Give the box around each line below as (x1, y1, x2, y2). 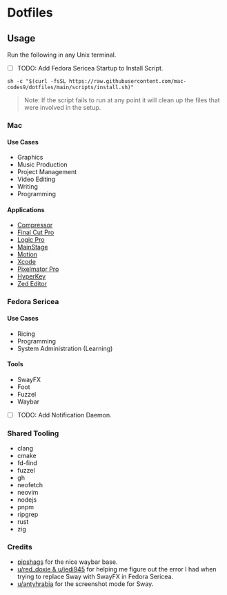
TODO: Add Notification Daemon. (17, 410, 112, 419)
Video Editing (17, 175, 56, 184)
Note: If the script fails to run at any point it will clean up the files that (23, 96, 220, 104)
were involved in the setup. (23, 104, 101, 112)
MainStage (17, 243, 48, 252)
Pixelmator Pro (17, 265, 59, 274)
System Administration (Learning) (17, 344, 113, 352)
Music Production (17, 160, 68, 169)
